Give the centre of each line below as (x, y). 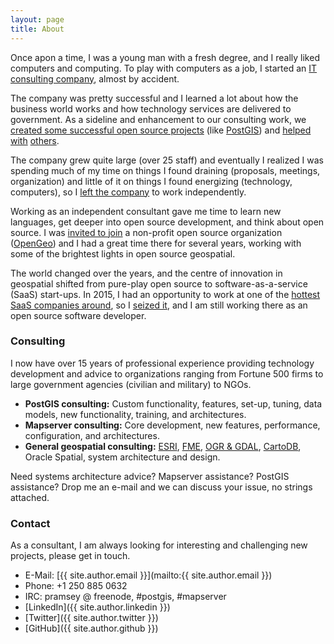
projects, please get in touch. (70, 556)
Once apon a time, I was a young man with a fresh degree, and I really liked (165, 57)
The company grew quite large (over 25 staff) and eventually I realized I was (167, 160)
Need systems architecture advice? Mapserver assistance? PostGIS (150, 476)
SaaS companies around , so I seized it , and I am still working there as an (159, 305)
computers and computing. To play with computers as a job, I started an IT (164, 68)
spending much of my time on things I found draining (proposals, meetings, (165, 170)
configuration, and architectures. (92, 435)
